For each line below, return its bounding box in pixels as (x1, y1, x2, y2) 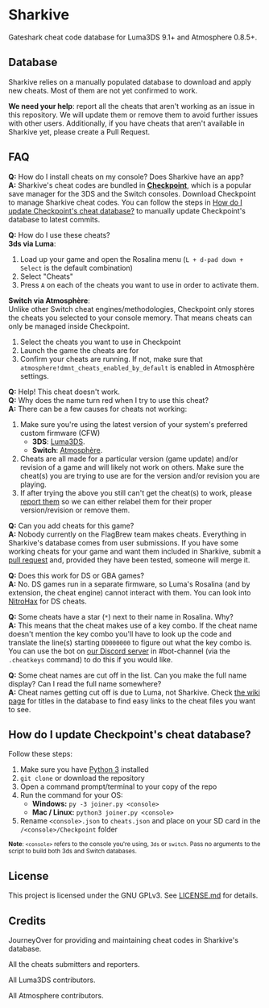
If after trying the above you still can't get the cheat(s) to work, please (19, 487, 252, 497)
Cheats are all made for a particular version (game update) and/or (19, 454, 238, 463)
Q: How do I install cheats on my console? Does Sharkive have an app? (8, 172, 244, 181)
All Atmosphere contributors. (8, 991, 104, 1000)
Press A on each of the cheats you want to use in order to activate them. (19, 280, 259, 289)
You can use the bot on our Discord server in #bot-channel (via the (8, 646, 231, 656)
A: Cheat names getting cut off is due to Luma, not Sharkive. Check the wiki (8, 687, 260, 697)
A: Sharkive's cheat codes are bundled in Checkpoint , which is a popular (8, 180, 252, 190)
